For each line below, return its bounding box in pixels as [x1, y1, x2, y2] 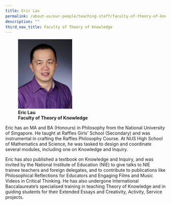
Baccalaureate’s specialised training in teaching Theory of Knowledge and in [5, 184, 166, 190]
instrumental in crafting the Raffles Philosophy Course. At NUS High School [5, 136, 163, 142]
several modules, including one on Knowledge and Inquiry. [5, 146, 128, 152]
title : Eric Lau [5, 8, 40, 13]
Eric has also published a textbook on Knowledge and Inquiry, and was [5, 156, 154, 163]
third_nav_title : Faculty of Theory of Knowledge [5, 24, 113, 30]
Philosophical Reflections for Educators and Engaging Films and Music [5, 172, 154, 178]
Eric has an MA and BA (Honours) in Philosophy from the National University [5, 125, 165, 131]
